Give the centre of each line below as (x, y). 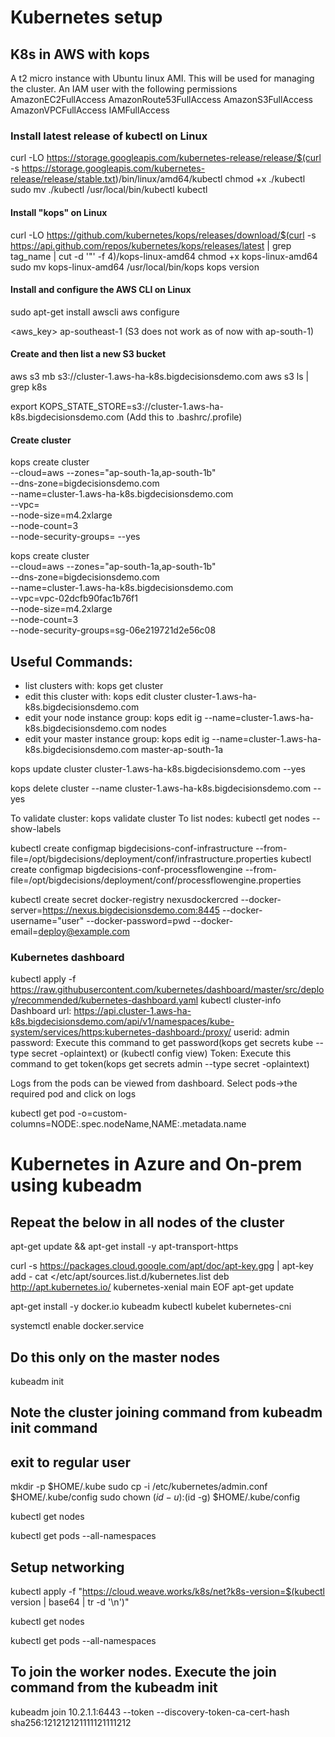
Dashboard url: (41, 1011)
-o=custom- (102, 1113)
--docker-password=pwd (138, 920)
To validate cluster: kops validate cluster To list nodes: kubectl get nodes (160, 818)
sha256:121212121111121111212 (71, 1722)
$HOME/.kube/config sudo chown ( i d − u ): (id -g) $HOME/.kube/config (155, 1497)
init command (54, 1428)
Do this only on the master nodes (115, 1357)
